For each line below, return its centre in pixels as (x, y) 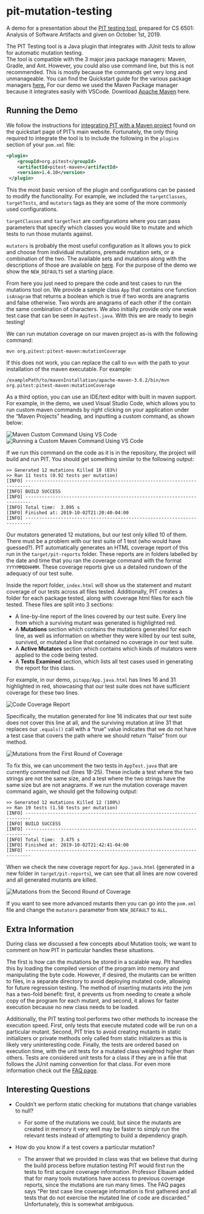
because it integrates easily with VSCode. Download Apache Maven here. (98, 91)
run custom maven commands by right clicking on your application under (98, 410)
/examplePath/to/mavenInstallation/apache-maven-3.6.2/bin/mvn (88, 380)
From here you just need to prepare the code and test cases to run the (94, 283)
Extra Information (40, 929)
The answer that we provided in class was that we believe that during (111, 1159)
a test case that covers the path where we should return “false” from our (97, 736)
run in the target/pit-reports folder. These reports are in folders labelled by (102, 554)
